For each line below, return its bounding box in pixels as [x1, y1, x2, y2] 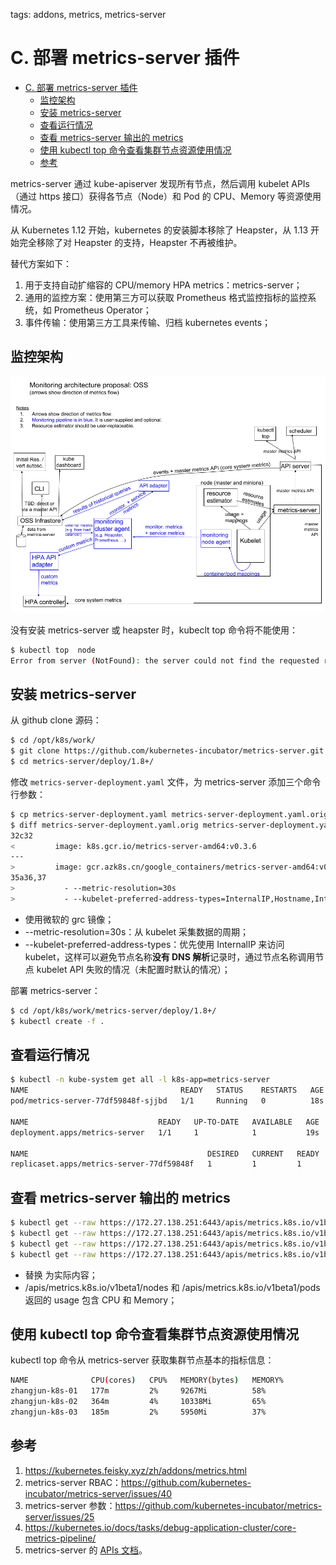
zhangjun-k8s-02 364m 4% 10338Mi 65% [10, 1397, 267, 1407]
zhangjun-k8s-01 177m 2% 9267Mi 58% [10, 1386, 267, 1396]
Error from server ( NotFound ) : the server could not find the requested [10, 655, 320, 666]
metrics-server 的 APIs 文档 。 [24, 1544, 148, 1556]
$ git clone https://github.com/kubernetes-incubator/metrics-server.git [10, 746, 325, 756]
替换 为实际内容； [24, 1269, 98, 1281]
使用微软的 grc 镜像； [24, 913, 115, 925]
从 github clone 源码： [10, 714, 102, 726]
